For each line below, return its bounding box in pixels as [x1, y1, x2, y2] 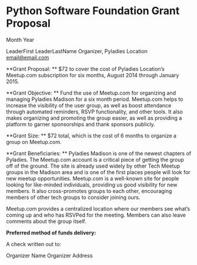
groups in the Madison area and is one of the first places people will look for [6, 168, 191, 175]
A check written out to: [6, 240, 62, 247]
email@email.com [6, 54, 49, 61]
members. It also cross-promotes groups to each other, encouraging [6, 187, 172, 194]
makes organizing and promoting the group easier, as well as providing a [6, 114, 182, 122]
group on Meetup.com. [6, 138, 62, 145]
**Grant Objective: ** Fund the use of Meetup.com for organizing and [6, 89, 176, 96]
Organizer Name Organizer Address [6, 252, 93, 259]
